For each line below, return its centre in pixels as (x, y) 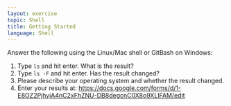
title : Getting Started (42, 26)
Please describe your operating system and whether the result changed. (120, 81)
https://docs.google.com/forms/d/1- (130, 88)
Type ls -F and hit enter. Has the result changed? (88, 73)
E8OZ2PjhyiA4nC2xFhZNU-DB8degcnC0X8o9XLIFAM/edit (101, 96)
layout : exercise (32, 14)
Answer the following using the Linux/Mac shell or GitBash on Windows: (110, 53)
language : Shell (31, 33)
